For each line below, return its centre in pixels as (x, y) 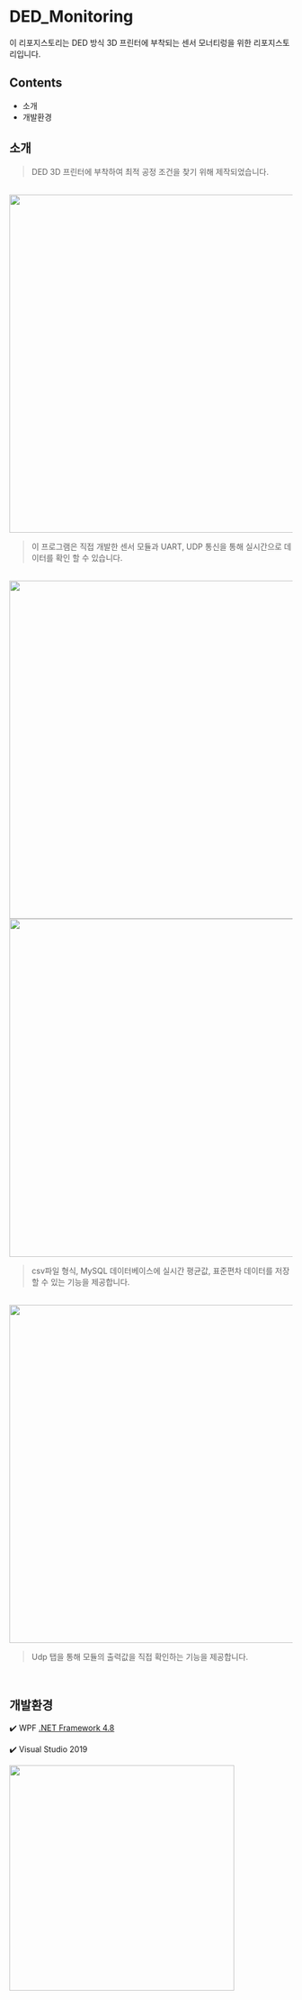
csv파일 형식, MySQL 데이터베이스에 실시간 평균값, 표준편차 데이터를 (152, 1271)
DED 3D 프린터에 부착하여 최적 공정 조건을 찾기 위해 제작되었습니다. (150, 171)
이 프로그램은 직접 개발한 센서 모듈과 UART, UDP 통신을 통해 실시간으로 (156, 546)
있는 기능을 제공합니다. (90, 1281)
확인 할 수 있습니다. (89, 557)
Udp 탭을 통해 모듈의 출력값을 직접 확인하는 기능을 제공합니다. (140, 1656)
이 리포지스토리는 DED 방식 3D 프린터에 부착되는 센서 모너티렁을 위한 (130, 42)
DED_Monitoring (71, 17)
